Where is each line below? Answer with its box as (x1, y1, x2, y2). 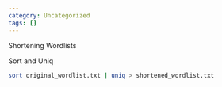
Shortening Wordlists (8, 40, 77, 50)
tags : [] (8, 19, 37, 27)
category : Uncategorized (8, 11, 90, 20)
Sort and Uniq (8, 56, 54, 66)
